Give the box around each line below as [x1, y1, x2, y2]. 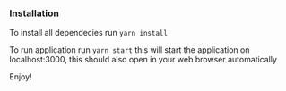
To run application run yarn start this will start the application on [9, 45, 250, 55]
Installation [9, 7, 60, 20]
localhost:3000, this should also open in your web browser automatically [9, 54, 278, 65]
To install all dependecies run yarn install [9, 28, 169, 38]
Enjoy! [9, 71, 33, 82]
